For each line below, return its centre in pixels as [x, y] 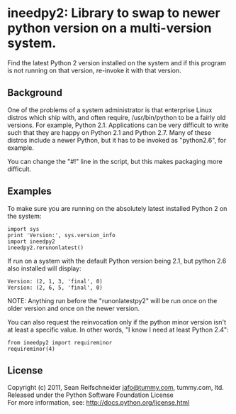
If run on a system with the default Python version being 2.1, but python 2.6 [117, 261]
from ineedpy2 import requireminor [60, 342]
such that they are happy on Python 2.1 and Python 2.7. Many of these [109, 132]
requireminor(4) [31, 349]
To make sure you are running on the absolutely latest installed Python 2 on [117, 208]
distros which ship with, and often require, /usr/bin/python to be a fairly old [117, 117]
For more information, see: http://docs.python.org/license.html [99, 403]
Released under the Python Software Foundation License [90, 395]
